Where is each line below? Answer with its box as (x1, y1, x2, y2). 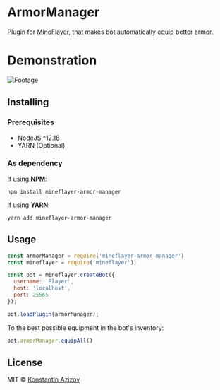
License (7, 356, 43, 368)
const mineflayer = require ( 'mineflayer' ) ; (7, 259, 137, 266)
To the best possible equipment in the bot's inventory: (7, 323, 164, 332)
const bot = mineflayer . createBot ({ (7, 271, 115, 279)
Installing (7, 96, 49, 108)
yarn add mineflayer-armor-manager (7, 214, 112, 221)
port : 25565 (13, 291, 49, 299)
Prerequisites (7, 117, 54, 127)
